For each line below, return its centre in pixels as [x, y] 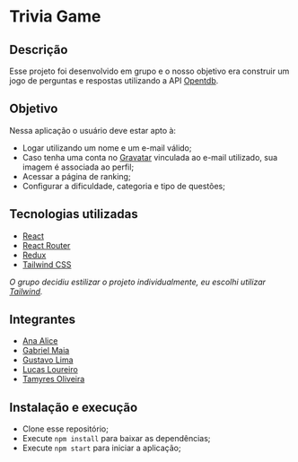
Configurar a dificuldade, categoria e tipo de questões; [124, 186]
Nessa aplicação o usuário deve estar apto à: [93, 130]
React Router [46, 245]
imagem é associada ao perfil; [78, 167]
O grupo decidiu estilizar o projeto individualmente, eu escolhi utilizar [138, 282]
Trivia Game [55, 17]
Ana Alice [40, 341]
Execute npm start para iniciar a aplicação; [101, 448]
